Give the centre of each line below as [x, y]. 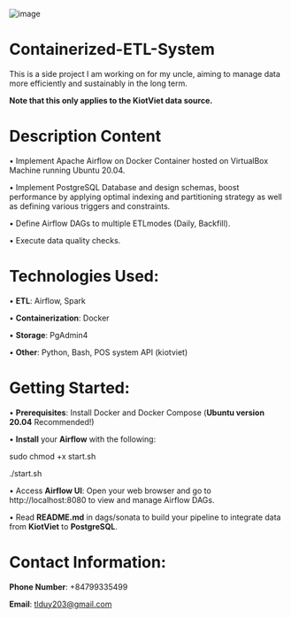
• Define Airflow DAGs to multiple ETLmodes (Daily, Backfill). [120, 223]
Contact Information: [88, 562]
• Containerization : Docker [59, 318]
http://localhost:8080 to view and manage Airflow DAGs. [112, 499]
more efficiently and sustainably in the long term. [98, 83]
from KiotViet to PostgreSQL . [63, 526]
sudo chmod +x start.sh [53, 456]
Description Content [85, 136]
